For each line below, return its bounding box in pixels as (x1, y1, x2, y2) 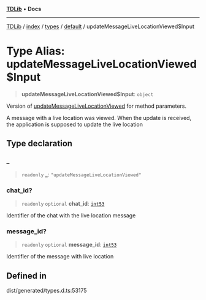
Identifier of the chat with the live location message (6, 211, 136, 219)
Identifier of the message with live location (6, 253, 114, 260)
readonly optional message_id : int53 (21, 241, 117, 249)
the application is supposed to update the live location (6, 121, 143, 128)
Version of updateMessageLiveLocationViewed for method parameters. (6, 102, 187, 110)
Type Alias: (6, 44, 66, 58)
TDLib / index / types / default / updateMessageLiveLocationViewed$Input (6, 23, 195, 30)
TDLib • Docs (6, 6, 42, 12)
